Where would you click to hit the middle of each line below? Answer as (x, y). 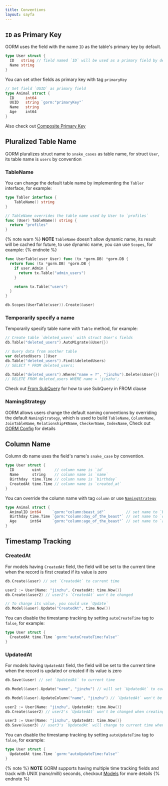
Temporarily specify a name (40, 317)
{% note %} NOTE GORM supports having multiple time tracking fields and (82, 768)
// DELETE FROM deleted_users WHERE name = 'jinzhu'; (62, 379)
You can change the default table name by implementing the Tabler (74, 183)
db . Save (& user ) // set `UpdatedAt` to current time (60, 680)
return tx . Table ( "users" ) (41, 286)
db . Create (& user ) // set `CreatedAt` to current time (62, 581)
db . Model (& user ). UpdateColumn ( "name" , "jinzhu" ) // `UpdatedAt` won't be (84, 698)
